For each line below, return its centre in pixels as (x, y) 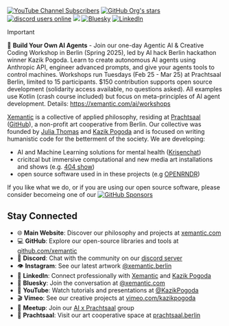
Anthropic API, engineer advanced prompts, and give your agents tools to (111, 67)
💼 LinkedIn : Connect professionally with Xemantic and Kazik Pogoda (114, 275)
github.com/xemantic (47, 251)
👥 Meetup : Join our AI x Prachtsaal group (76, 307)
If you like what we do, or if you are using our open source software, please (114, 187)
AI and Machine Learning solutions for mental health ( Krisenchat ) (109, 152)
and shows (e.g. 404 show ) (56, 167)
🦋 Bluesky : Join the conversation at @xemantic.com (91, 283)
